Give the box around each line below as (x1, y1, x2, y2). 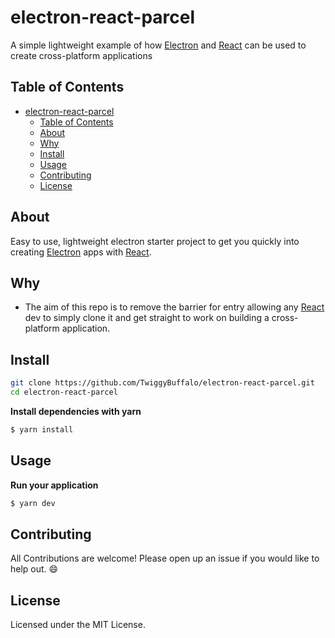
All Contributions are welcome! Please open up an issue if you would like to (10, 552, 320, 565)
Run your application (10, 479, 99, 491)
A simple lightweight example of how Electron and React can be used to (10, 39, 307, 51)
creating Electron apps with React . (10, 246, 152, 258)
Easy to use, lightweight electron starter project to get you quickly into (10, 235, 300, 247)
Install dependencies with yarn (10, 405, 142, 417)
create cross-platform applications (10, 49, 153, 61)
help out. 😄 (10, 563, 59, 575)
